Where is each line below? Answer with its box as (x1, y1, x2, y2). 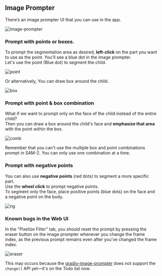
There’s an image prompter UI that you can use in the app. (5, 16, 121, 22)
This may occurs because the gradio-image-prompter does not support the (5, 261, 156, 266)
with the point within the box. (5, 126, 63, 132)
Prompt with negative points (5, 162, 73, 169)
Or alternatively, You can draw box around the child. (5, 78, 109, 84)
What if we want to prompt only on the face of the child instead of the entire (5, 111, 157, 117)
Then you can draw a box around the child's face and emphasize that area (5, 121, 155, 127)
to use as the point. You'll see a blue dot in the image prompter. (5, 54, 131, 60)
